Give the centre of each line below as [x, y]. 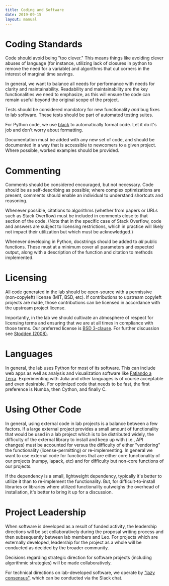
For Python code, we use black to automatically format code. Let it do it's [81, 125]
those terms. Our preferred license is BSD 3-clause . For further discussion [82, 328]
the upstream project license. [36, 308]
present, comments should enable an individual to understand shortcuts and [84, 195]
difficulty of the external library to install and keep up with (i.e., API [74, 440]
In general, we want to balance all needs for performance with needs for [80, 84]
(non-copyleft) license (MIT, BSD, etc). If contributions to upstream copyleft [83, 297]
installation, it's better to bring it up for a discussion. [59, 492]
